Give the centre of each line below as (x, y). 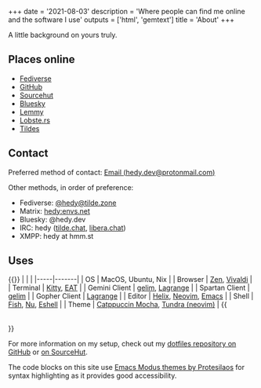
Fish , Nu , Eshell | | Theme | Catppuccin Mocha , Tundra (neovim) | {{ (118, 305)
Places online (42, 59)
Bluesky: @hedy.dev (53, 219)
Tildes (29, 128)
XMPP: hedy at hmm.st (56, 236)
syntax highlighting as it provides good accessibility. (92, 375)
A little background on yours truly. (63, 35)
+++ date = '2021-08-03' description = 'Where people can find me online (127, 11)
